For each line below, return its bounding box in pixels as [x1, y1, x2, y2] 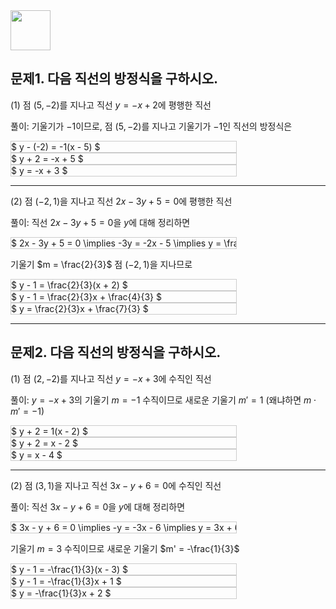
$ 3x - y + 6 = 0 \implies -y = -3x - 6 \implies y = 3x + [11, 521, 233, 533]
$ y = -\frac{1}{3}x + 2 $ [11, 587, 112, 599]
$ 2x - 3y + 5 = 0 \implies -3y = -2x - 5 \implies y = [11, 237, 222, 249]
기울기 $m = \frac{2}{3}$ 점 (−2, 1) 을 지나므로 [10, 258, 193, 270]
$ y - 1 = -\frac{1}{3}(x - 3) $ [11, 563, 128, 575]
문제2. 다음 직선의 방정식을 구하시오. [10, 344, 222, 361]
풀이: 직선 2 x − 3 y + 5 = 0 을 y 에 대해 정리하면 [10, 216, 191, 228]
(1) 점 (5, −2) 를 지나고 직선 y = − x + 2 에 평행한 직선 [10, 99, 212, 111]
